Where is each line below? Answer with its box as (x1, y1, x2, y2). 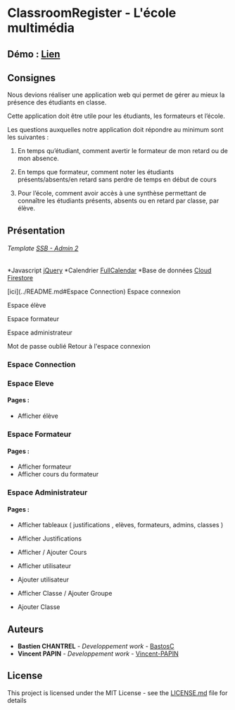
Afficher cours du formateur (17, 470, 99, 479)
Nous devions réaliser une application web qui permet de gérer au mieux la (7, 90, 225, 100)
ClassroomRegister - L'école (7, 5, 177, 21)
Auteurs (7, 623, 44, 635)
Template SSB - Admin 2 (7, 244, 79, 253)
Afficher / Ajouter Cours (17, 548, 87, 557)
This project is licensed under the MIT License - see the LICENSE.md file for (7, 688, 228, 697)
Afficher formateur (17, 462, 72, 471)
